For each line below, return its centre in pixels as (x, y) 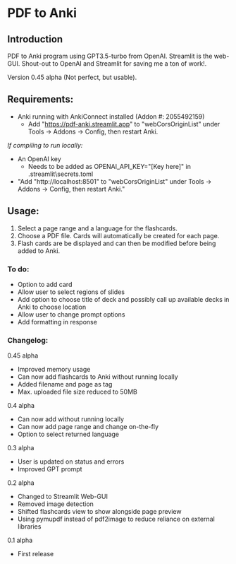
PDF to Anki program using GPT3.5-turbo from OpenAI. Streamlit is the (110, 56)
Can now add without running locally (71, 419)
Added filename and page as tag (65, 384)
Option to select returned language (68, 434)
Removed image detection (55, 504)
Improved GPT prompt (50, 469)
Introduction (35, 39)
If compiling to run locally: (45, 145)
